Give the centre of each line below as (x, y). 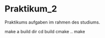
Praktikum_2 (31, 9)
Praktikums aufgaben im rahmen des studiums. (52, 22)
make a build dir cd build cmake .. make (45, 31)
